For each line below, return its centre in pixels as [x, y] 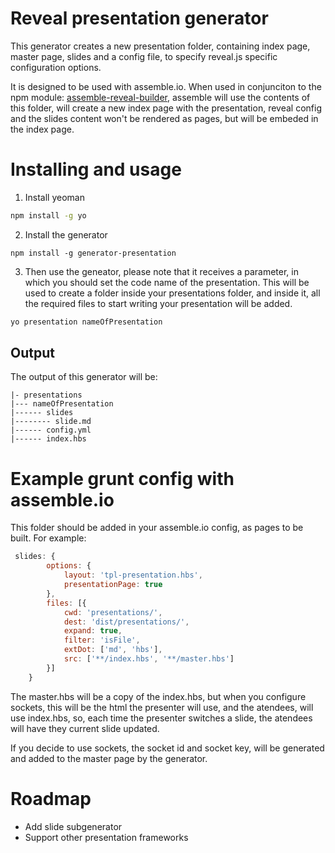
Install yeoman [54, 197]
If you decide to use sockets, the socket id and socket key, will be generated [167, 748]
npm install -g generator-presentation [93, 253]
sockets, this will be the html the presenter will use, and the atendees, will [162, 707]
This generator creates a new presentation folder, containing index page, [160, 46]
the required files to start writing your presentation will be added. [158, 303]
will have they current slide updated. [85, 728]
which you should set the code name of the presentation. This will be [167, 282]
